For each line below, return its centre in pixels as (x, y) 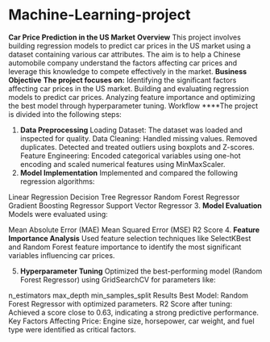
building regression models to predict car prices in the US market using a (130, 45)
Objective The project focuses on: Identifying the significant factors (123, 80)
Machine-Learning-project (100, 15)
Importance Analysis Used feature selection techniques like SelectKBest (130, 238)
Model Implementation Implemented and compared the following (129, 173)
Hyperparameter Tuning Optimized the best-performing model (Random (141, 271)
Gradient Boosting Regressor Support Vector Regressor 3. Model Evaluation (135, 205)
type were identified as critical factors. (73, 329)
